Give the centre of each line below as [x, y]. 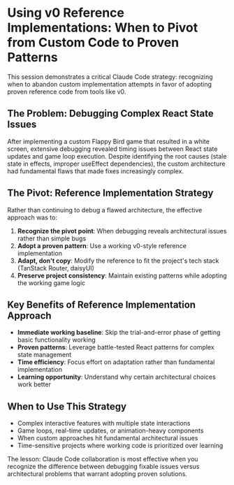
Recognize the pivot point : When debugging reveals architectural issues [122, 231]
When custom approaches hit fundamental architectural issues [108, 438]
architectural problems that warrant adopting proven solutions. [97, 474]
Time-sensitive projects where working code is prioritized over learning [120, 446]
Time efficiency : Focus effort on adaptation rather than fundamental [116, 362]
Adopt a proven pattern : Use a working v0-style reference [102, 245]
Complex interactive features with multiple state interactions [104, 424]
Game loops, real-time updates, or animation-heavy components [110, 430]
